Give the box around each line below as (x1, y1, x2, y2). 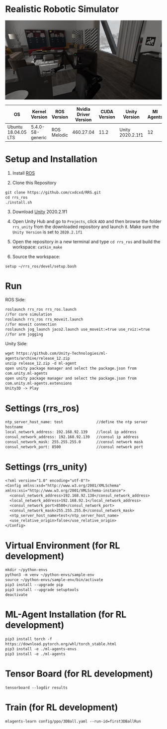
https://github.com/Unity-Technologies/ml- (16, 351, 108, 356)
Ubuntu (7, 124, 23, 130)
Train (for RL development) (5, 702, 118, 713)
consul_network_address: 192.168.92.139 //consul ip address (5, 435, 139, 440)
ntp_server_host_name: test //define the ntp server (5, 420, 148, 425)
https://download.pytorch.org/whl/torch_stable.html (5, 642, 117, 647)
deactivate (5, 592, 28, 597)
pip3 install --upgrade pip (5, 582, 64, 587)
